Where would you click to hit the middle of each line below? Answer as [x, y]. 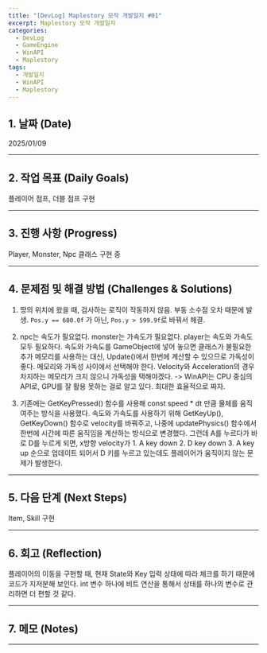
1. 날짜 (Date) [40, 124]
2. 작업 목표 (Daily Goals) [69, 178]
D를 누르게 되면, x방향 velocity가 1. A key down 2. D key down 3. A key [141, 443]
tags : [17, 68]
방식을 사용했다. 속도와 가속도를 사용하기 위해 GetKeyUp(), [132, 413]
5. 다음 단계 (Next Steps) [68, 498]
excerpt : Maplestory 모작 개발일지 [62, 23]
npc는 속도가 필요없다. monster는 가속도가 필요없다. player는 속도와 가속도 [136, 336]
